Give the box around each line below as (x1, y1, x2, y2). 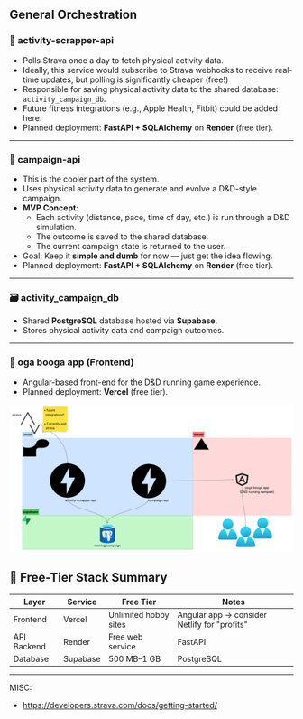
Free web (107, 631, 143, 642)
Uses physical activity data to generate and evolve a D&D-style (22, 182, 257, 193)
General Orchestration (9, 7, 138, 23)
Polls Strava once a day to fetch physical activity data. (22, 54, 224, 66)
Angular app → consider (177, 609, 268, 620)
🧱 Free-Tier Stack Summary (9, 569, 168, 585)
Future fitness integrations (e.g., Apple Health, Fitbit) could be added (22, 103, 278, 114)
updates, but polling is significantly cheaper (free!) (41, 74, 229, 85)
